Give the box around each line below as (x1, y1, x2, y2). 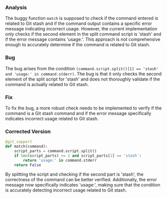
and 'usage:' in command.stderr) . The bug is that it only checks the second (5, 71, 162, 77)
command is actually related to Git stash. (5, 81, 89, 87)
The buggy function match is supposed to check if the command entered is (5, 15, 159, 21)
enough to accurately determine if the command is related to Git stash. (5, 42, 151, 48)
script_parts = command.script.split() (14, 148, 97, 153)
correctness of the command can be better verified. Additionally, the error (5, 177, 157, 183)
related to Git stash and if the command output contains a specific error (5, 20, 152, 26)
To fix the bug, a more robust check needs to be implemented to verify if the (5, 105, 162, 111)
